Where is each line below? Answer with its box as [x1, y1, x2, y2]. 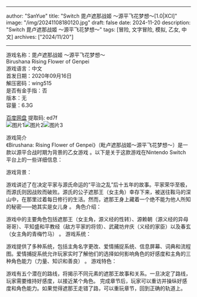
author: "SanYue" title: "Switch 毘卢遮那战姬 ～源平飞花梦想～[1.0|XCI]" [6, 12, 178, 19]
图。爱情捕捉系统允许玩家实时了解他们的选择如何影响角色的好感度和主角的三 [6, 251, 191, 257]
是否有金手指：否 [6, 87, 47, 94]
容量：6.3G [6, 102, 33, 109]
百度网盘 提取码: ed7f [6, 114, 57, 121]
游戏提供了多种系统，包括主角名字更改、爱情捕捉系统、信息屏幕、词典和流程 [6, 243, 191, 250]
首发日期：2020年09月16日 [6, 72, 72, 79]
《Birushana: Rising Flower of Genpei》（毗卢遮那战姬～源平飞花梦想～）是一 [6, 142, 188, 148]
